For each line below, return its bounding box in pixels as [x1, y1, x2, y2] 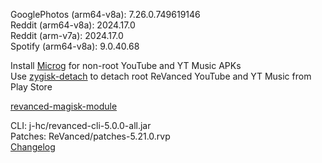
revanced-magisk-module [10, 100, 118, 112]
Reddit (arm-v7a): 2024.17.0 [10, 30, 124, 41]
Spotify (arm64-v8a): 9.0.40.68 [10, 40, 140, 52]
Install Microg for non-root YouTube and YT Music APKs [10, 60, 242, 71]
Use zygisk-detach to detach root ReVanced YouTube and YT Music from [10, 70, 312, 82]
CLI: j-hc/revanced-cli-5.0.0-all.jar [10, 120, 152, 131]
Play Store [10, 81, 53, 93]
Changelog [10, 141, 56, 153]
